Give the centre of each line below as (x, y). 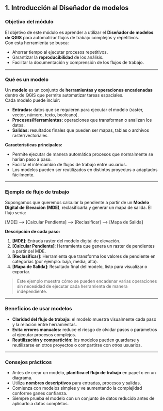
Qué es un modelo (27, 79)
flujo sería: (16, 213)
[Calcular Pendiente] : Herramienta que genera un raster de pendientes (83, 246)
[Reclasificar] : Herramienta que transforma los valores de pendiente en (84, 256)
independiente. (32, 292)
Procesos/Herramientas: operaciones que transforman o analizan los (82, 120)
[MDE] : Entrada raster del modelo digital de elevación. (66, 241)
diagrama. (22, 378)
